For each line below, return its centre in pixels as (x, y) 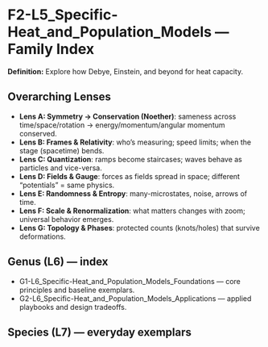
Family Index (51, 49)
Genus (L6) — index (58, 262)
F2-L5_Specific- (63, 15)
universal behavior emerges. (66, 219)
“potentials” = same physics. (67, 185)
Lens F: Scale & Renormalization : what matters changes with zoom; (132, 211)
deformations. (42, 236)
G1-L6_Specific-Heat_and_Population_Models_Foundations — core (130, 281)
